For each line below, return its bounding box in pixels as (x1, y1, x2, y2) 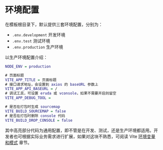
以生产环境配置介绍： (5, 54, 48, 60)
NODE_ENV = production (5, 64, 51, 69)
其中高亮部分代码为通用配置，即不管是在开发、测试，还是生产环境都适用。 (5, 127, 154, 133)
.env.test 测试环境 (12, 37, 50, 44)
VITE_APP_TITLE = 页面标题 (5, 77, 57, 82)
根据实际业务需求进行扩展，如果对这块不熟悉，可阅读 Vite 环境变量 (21, 133, 156, 139)
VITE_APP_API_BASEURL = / (5, 86, 57, 92)
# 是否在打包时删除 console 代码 (5, 113, 65, 118)
